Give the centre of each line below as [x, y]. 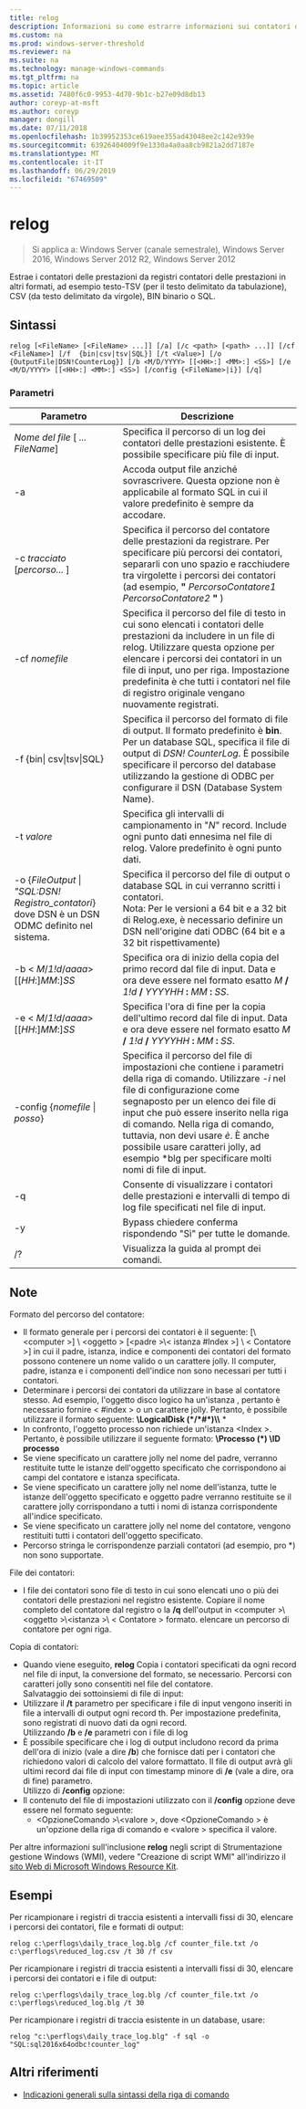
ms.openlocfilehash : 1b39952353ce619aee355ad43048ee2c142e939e [132, 137]
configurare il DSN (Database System [202, 788]
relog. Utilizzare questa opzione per [199, 647]
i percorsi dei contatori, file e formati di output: [97, 1926]
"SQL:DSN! [37, 892]
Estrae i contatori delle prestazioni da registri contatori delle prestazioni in [148, 277]
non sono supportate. [63, 1555]
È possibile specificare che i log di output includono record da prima [151, 1742]
